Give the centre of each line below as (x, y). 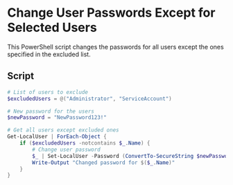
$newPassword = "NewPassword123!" (57, 118)
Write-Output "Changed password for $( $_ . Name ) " (104, 162)
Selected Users (52, 27)
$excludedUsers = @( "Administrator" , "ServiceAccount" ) (89, 99)
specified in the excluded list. (49, 54)
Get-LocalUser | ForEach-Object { (57, 137)
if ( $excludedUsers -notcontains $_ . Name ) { (85, 143)
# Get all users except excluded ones (63, 130)
